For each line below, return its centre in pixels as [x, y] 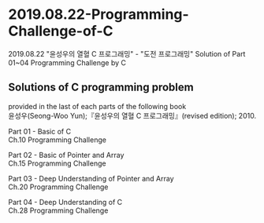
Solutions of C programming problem [101, 88]
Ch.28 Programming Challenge [58, 210]
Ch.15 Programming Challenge [57, 163]
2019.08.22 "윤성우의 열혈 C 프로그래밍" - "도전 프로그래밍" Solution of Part [127, 53]
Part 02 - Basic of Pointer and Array [66, 155]
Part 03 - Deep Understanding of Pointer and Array [91, 178]
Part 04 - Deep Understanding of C [65, 202]
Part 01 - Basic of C [40, 131]
